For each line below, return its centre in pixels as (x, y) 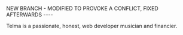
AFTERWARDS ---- (30, 15)
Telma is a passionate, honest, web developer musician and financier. (92, 26)
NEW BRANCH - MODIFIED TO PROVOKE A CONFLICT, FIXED (82, 8)
